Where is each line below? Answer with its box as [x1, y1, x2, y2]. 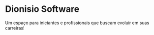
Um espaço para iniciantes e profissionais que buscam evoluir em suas [5, 20, 150, 26]
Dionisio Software [5, 3, 80, 15]
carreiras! [5, 25, 25, 31]
